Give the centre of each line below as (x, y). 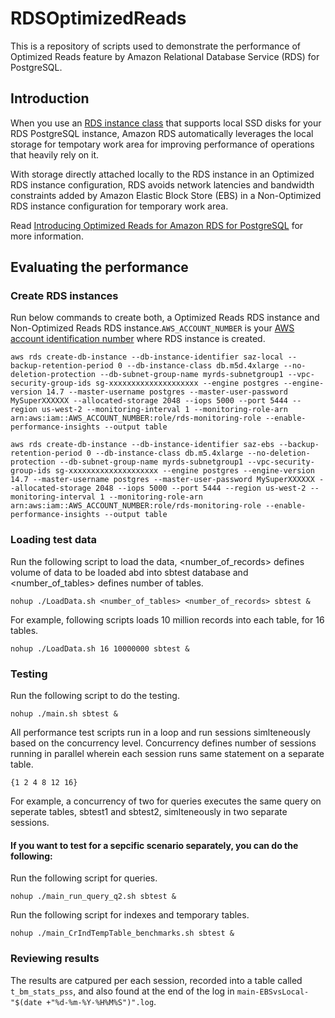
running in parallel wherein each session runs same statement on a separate (167, 754)
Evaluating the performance (99, 267)
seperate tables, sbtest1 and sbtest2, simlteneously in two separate (149, 812)
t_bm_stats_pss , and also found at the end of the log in (122, 991)
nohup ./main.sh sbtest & (64, 714)
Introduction (50, 98)
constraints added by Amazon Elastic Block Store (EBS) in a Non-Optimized (166, 195)
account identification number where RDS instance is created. (138, 339)
